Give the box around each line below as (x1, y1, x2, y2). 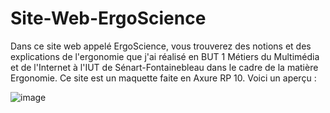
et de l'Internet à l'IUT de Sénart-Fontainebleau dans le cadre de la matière (10, 61, 319, 73)
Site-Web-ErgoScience (10, 7, 207, 30)
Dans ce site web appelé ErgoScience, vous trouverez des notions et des (10, 40, 312, 52)
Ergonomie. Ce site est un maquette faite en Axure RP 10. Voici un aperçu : (10, 72, 317, 84)
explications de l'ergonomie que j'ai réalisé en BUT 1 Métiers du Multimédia (10, 50, 320, 62)
